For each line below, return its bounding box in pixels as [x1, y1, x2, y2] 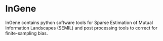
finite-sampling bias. [5, 30, 48, 36]
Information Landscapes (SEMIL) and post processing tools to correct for [5, 24, 158, 30]
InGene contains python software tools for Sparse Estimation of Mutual [5, 19, 153, 25]
